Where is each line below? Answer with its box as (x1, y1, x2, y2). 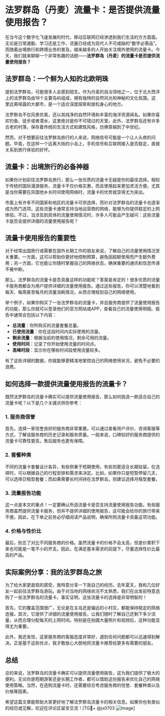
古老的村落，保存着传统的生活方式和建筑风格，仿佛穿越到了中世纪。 (5, 124, 143, 130)
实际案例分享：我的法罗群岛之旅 (5, 568, 102, 576)
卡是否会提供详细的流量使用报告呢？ (5, 218, 79, 224)
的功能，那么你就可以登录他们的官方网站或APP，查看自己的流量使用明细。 (5, 306, 156, 312)
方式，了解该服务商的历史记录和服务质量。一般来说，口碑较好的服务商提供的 (5, 432, 160, 438)
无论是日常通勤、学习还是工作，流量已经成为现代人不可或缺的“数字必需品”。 (5, 40, 160, 46)
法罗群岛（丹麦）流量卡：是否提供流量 (5, 4, 161, 16)
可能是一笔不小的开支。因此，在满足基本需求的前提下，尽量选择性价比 (13, 546, 156, 552)
